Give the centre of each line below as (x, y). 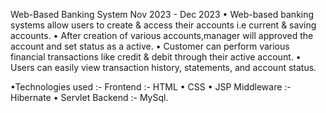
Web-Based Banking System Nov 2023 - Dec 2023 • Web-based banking (162, 14)
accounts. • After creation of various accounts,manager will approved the (162, 35)
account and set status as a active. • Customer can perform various (150, 46)
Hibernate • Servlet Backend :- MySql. (89, 97)
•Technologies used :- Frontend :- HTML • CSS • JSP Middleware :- (151, 87)
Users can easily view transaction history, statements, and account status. (163, 67)
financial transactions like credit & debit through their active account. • (156, 57)
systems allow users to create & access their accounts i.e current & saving (163, 25)
